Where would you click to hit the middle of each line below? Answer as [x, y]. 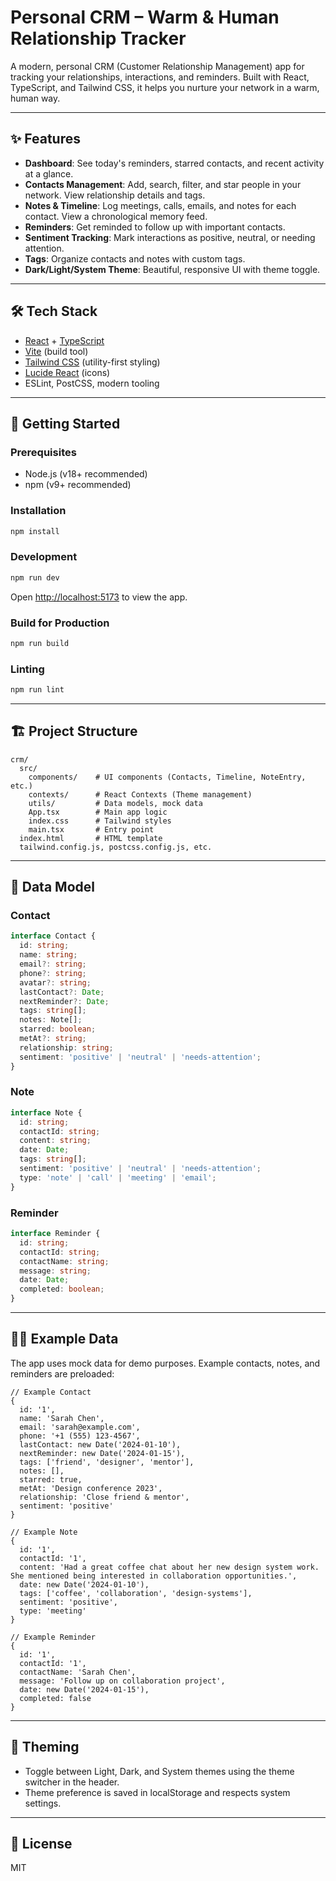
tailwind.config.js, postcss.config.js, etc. [116, 847]
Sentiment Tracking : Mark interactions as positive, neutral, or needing [170, 237]
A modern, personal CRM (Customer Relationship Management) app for [157, 66]
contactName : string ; [64, 1261]
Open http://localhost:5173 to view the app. [99, 597]
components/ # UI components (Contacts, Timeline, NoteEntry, [167, 777]
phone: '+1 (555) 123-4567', [80, 1436]
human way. [35, 98]
